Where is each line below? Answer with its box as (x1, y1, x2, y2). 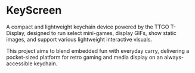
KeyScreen (6, 4, 62, 17)
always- (163, 53, 184, 61)
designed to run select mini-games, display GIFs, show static (26, 29, 177, 36)
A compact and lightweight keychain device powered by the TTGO (6, 23, 169, 30)
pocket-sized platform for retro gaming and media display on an (6, 53, 163, 61)
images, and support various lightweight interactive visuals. (6, 36, 153, 43)
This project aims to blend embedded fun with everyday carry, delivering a (6, 47, 190, 54)
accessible (6, 60, 33, 67)
